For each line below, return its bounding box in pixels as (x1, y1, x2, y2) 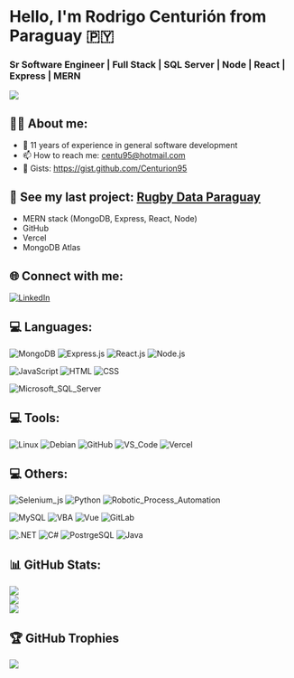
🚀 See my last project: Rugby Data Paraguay (9, 189, 262, 204)
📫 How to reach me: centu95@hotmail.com (22, 150, 186, 161)
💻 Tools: (9, 410, 60, 426)
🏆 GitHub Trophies (9, 630, 120, 645)
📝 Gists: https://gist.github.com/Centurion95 (22, 163, 188, 174)
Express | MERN (9, 70, 81, 82)
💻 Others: (9, 466, 69, 481)
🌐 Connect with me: (9, 268, 124, 284)
